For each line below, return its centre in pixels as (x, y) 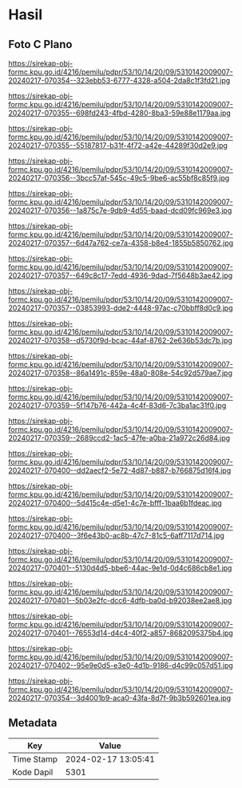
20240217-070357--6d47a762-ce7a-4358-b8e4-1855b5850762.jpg (121, 243)
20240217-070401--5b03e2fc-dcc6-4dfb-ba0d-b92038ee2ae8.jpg (120, 600)
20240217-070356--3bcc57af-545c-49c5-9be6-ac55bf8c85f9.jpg (119, 178)
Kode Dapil (33, 772)
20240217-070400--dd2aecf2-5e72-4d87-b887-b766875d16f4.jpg (120, 470)
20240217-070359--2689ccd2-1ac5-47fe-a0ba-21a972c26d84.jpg (119, 438)
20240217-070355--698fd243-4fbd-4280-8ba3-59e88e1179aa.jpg (120, 113)
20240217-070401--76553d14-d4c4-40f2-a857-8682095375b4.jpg (121, 633)
